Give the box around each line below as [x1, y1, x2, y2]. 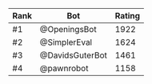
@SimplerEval [39, 37, 93, 47]
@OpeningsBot [39, 24, 98, 34]
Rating [114, 10, 141, 21]
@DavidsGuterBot [39, 50, 108, 61]
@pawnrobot [39, 63, 89, 74]
